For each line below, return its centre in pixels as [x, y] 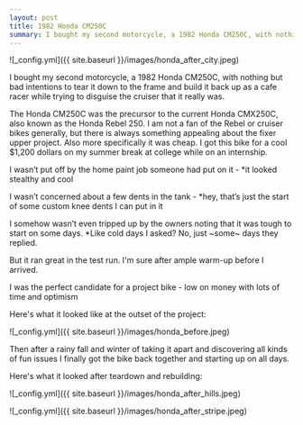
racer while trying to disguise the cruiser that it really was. [117, 96]
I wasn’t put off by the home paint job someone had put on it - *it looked [143, 170]
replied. [23, 243]
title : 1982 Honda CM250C [58, 26]
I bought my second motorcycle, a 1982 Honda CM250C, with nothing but [146, 77]
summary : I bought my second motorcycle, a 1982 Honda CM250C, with [141, 34]
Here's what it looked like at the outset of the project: [108, 314]
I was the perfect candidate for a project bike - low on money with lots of [145, 287]
